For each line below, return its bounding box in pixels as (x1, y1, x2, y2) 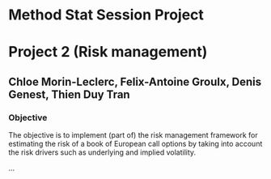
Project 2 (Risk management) (8, 43, 208, 62)
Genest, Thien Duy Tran (8, 87, 131, 101)
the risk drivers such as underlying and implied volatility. (8, 147, 197, 157)
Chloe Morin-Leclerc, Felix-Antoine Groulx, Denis (8, 75, 261, 88)
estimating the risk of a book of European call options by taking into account (8, 139, 263, 149)
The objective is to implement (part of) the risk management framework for (8, 130, 259, 140)
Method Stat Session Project (8, 6, 205, 24)
